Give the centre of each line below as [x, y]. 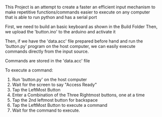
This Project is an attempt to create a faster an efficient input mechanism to [80, 7]
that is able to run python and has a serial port [51, 17]
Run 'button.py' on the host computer [49, 80]
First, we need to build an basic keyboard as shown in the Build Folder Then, [81, 27]
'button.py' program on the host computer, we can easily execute [70, 46]
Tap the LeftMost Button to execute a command [60, 105]
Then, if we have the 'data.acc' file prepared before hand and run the [74, 41]
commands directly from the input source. [47, 51]
